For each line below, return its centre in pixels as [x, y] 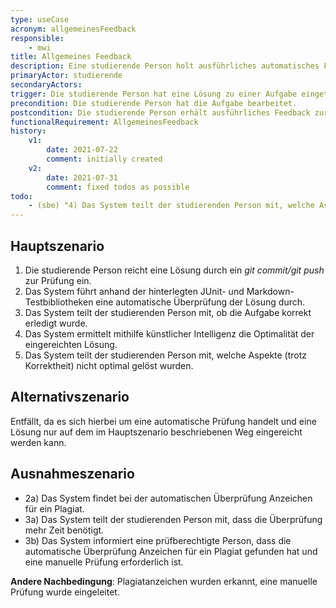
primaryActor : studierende [66, 76]
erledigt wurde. [56, 323]
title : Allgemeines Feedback [71, 57]
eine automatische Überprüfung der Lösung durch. [200, 302]
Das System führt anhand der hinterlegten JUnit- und [134, 291]
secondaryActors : [46, 85]
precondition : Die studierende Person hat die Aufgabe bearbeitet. [154, 103]
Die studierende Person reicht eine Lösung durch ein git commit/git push [174, 270]
